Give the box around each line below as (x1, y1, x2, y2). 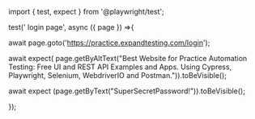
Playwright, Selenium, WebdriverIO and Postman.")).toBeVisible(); (8, 71, 227, 80)
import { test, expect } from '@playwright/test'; (8, 7, 164, 16)
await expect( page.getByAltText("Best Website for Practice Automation (8, 54, 248, 63)
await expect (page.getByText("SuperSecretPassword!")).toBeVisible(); (8, 86, 245, 96)
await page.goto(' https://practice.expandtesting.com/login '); (8, 38, 210, 47)
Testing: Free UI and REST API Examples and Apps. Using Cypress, (8, 62, 232, 72)
